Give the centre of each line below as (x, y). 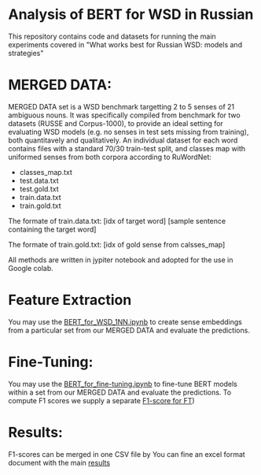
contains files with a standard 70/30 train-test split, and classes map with (127, 148)
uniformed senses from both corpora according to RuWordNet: (110, 157)
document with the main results (59, 462)
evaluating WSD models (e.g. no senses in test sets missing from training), (129, 132)
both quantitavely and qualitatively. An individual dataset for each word (123, 140)
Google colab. (31, 268)
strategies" (26, 53)
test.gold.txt (39, 189)
